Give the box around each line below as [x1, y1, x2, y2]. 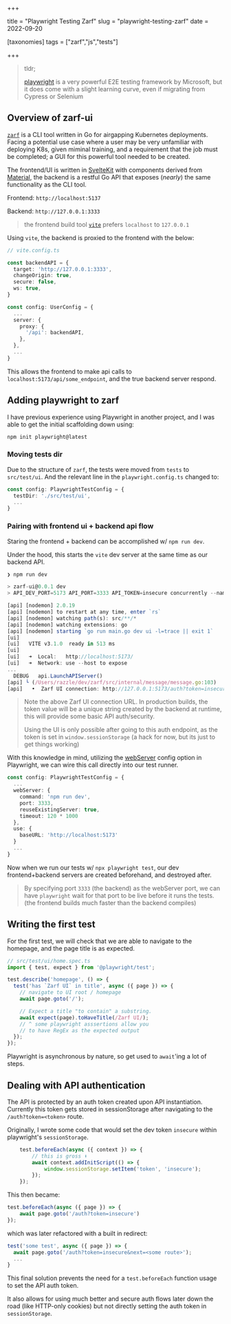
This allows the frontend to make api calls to [7, 367, 132, 376]
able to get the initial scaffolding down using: [7, 420, 134, 428]
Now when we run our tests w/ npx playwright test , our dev [7, 863, 179, 871]
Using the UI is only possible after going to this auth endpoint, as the [23, 726, 218, 734]
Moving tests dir [7, 450, 63, 459]
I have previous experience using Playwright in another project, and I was [7, 413, 215, 421]
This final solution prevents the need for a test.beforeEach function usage [7, 1274, 217, 1283]
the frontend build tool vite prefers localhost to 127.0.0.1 [23, 220, 190, 228]
